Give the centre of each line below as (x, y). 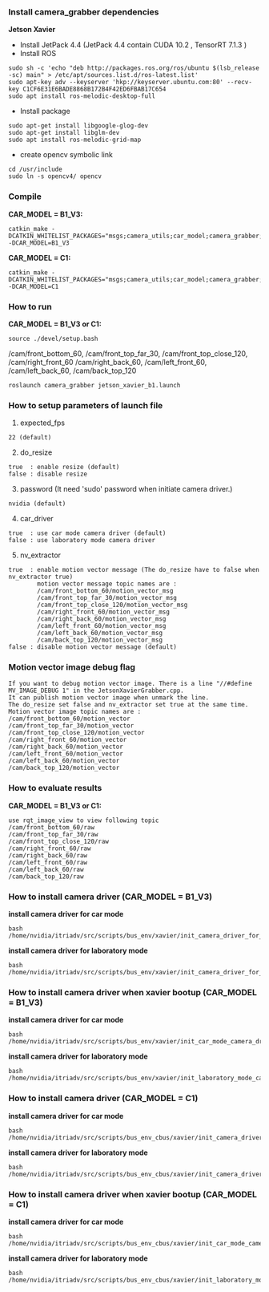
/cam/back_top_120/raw (46, 877)
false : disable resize (48, 474)
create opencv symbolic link (66, 155)
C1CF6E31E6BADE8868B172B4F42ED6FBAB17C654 (94, 89)
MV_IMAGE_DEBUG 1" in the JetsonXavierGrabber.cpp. (96, 691)
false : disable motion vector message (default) (93, 647)
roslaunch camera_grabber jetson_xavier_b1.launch (94, 385)
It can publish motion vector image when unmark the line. (109, 698)
